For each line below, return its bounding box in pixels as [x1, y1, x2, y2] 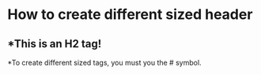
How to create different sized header [7, 6, 253, 24]
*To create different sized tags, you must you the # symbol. [7, 58, 202, 67]
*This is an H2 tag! [7, 37, 102, 51]
